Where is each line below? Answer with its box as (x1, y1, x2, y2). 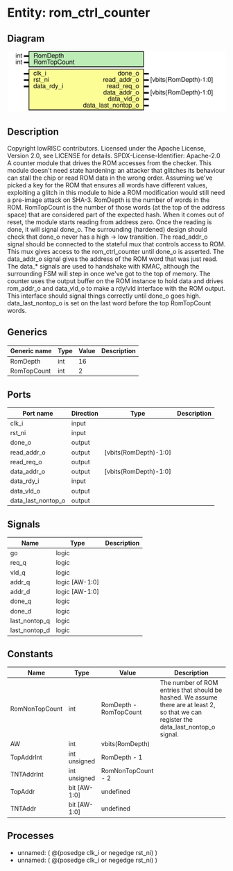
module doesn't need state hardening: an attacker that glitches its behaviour (7, 167, 225, 175)
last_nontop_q (10, 616, 51, 625)
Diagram (7, 33, 45, 44)
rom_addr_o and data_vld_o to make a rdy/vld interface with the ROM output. (7, 285, 225, 293)
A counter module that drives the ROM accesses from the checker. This (7, 159, 212, 167)
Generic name (10, 347, 52, 355)
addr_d (10, 588, 31, 596)
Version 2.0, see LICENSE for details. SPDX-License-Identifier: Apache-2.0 (7, 151, 221, 160)
